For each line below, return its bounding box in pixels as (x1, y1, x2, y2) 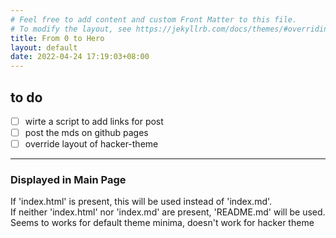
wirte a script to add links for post (24, 115, 164, 127)
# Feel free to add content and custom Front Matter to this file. (10, 14, 298, 25)
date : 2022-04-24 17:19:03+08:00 (10, 52, 150, 62)
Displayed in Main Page (10, 173, 127, 187)
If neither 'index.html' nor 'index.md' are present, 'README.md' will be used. (10, 206, 326, 218)
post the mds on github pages (24, 127, 149, 138)
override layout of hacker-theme (24, 138, 159, 150)
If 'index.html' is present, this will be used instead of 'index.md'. (10, 196, 273, 208)
